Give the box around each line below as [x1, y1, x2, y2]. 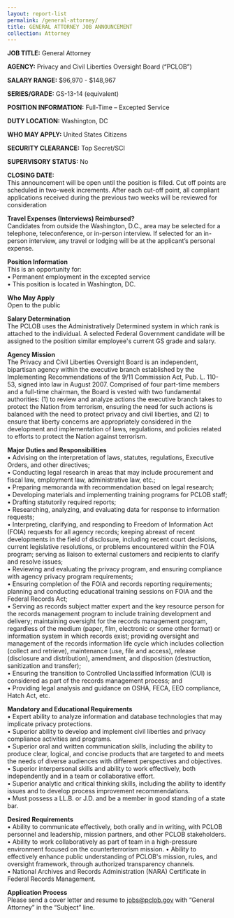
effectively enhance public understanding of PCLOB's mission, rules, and [7, 852, 218, 861]
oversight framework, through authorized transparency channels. [7, 860, 195, 868]
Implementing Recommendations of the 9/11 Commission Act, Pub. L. [7, 373, 206, 382]
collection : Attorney [7, 29, 71, 37]
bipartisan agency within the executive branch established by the [7, 366, 195, 374]
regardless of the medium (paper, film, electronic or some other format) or [7, 625, 221, 633]
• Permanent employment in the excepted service [7, 272, 151, 281]
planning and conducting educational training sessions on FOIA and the [7, 587, 213, 596]
